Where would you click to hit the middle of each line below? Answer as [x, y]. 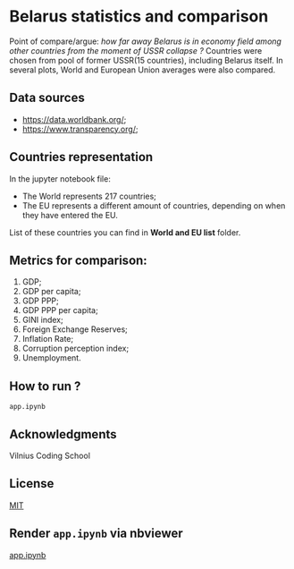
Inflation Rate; [48, 339]
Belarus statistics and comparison [139, 17]
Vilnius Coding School [50, 455]
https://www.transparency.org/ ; [80, 129]
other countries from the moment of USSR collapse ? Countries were [136, 50]
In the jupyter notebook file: [60, 178]
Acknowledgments [63, 434]
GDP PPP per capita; [60, 310]
